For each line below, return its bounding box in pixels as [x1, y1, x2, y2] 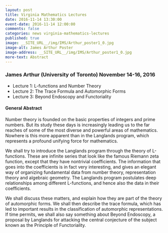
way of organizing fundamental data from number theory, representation [5, 169, 156, 175]
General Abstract [5, 105, 42, 111]
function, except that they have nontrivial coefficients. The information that [5, 158, 161, 165]
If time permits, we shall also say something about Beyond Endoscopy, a [5, 211, 155, 217]
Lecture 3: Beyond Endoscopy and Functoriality [12, 93, 111, 99]
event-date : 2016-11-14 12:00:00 [5, 21, 76, 27]
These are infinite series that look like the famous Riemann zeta [27, 153, 159, 159]
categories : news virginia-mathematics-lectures [5, 31, 109, 36]
